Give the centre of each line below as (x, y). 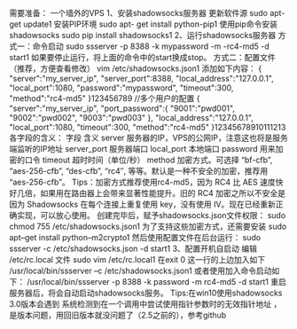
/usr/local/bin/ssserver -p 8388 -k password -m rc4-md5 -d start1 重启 (156, 282)
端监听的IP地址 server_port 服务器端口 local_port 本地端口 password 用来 (142, 149)
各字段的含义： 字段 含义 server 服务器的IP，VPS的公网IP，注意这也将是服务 (148, 137)
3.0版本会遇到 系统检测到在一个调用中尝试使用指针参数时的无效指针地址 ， (145, 304)
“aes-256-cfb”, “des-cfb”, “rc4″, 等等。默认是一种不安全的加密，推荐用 (139, 171)
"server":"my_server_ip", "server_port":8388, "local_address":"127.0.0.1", (141, 78)
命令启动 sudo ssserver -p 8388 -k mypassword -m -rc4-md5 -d (151, 46)
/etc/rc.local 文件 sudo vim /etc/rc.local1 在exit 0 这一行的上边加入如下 (137, 259)
